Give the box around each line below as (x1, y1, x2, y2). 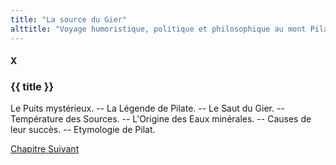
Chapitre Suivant (10, 143, 80, 155)
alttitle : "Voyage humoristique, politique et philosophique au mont (10, 24, 307, 34)
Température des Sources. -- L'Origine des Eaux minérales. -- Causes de (10, 113, 312, 125)
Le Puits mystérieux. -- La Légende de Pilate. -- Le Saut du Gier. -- (10, 102, 285, 115)
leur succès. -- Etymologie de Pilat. (10, 124, 156, 136)
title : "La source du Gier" (10, 14, 128, 25)
